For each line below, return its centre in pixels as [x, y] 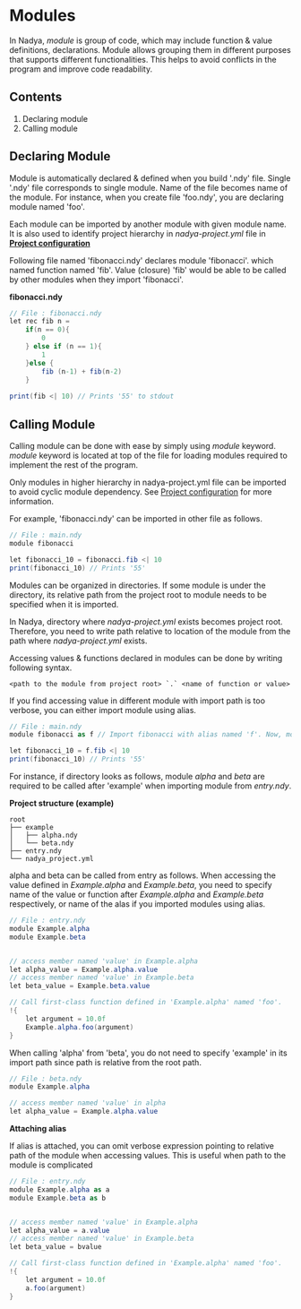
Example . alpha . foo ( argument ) [80, 1027]
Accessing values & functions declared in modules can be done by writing [146, 658]
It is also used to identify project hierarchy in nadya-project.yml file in [138, 233]
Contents [36, 97]
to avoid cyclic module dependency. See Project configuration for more [141, 492]
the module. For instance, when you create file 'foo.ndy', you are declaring [146, 197]
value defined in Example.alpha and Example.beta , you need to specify [141, 885]
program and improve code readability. [81, 69]
